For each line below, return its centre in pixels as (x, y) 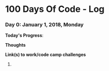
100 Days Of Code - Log (55, 9)
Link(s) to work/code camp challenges (46, 55)
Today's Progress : (24, 35)
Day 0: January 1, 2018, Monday (44, 25)
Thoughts (15, 45)
